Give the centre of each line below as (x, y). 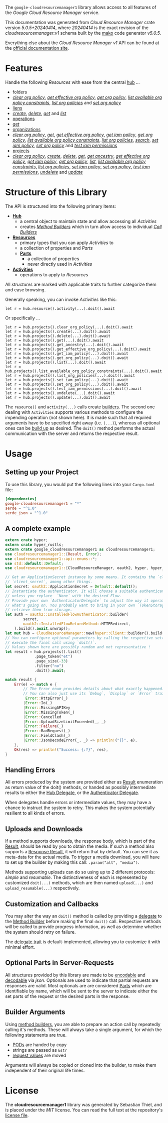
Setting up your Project (42, 472)
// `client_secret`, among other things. (49, 582)
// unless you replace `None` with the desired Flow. (63, 596)
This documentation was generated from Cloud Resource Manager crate (80, 22)
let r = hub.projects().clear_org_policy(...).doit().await (69, 327)
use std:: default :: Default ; (34, 564)
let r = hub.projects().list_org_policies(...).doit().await (70, 375)
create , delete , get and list (39, 113)
